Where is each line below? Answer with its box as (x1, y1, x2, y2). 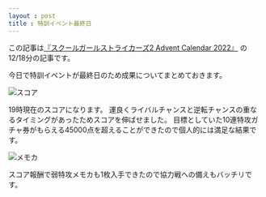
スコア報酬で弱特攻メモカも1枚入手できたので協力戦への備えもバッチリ (8, 169, 245, 179)
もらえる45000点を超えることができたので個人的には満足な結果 (36, 125, 250, 135)
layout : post (8, 11, 57, 20)
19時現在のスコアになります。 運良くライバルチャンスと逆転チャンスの (8, 105, 243, 114)
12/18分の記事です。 (8, 53, 75, 62)
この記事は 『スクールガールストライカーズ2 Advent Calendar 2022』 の (8, 42, 248, 53)
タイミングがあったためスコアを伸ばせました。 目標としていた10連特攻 (15, 114, 252, 124)
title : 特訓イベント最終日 (8, 19, 92, 28)
